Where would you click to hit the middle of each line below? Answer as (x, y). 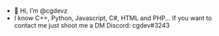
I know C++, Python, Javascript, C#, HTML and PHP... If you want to (113, 18)
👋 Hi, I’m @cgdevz (41, 11)
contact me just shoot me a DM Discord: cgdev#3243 (92, 25)
